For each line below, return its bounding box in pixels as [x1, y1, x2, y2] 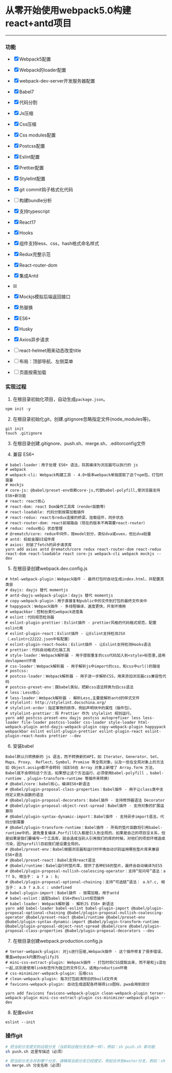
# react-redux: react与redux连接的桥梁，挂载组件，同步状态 [5, 515, 124, 520]
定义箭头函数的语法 [9, 792, 44, 798]
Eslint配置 [19, 154, 40, 160]
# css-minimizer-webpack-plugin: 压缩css [5, 970, 94, 976]
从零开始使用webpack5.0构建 [5, 5, 132, 16]
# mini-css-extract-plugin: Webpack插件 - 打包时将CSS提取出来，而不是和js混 [5, 960, 163, 965]
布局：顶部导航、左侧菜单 [19, 359, 73, 365]
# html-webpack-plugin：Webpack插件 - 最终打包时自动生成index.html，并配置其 [5, 577, 164, 582]
